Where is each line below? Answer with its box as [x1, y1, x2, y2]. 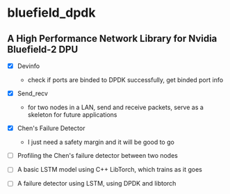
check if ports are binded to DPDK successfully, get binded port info [27, 76, 224, 84]
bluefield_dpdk [7, 5, 96, 21]
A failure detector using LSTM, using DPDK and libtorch [17, 179, 176, 188]
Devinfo [17, 62, 40, 70]
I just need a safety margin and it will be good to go [27, 138, 175, 147]
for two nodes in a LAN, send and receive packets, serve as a [27, 103, 204, 112]
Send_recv [17, 89, 49, 98]
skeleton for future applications [27, 111, 117, 119]
